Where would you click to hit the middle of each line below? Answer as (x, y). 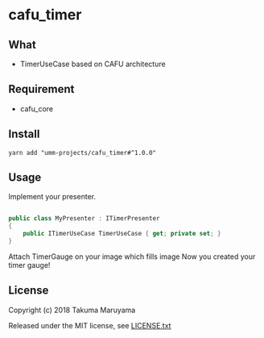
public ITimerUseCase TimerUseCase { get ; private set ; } (122, 234)
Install (24, 134)
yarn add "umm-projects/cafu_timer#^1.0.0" (82, 152)
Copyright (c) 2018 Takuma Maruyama (72, 310)
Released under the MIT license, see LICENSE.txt (90, 325)
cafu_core (37, 108)
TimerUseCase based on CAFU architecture (93, 64)
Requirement (41, 89)
